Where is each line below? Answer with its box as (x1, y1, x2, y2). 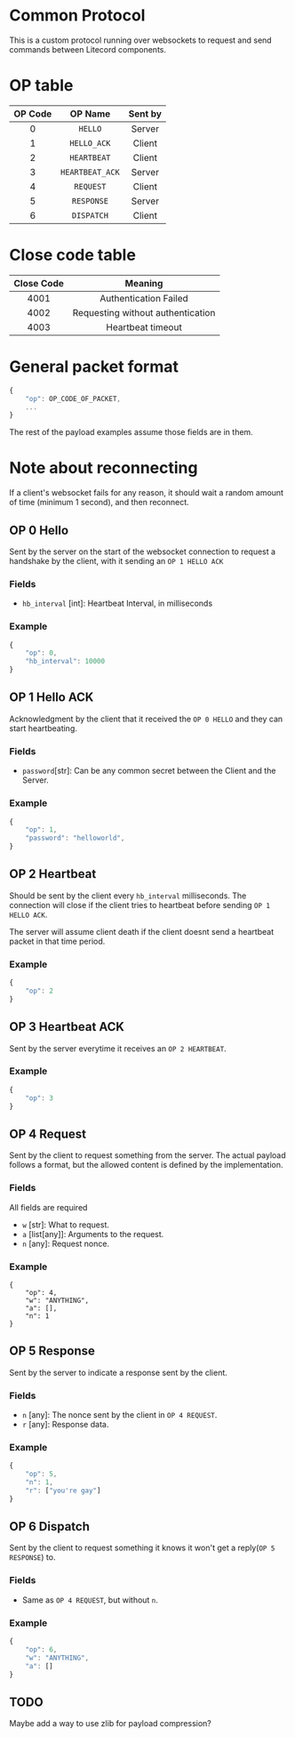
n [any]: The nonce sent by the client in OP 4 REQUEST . (21, 1409, 218, 1419)
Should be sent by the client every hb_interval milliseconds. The (9, 890, 247, 901)
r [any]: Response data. (21, 1419, 109, 1429)
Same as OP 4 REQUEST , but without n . (21, 1594, 158, 1605)
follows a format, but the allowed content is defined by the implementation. (9, 1160, 283, 1170)
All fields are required (9, 1202, 88, 1212)
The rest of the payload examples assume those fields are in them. (9, 427, 253, 438)
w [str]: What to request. (21, 1219, 109, 1230)
